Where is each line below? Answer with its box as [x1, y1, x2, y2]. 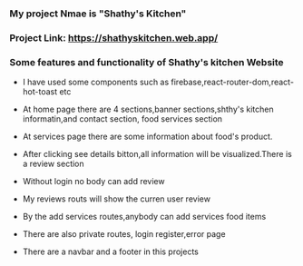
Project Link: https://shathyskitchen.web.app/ [9, 31, 219, 44]
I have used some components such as [22, 76, 170, 88]
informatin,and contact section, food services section [22, 113, 223, 124]
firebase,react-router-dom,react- [171, 76, 295, 88]
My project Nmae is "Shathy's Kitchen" [9, 7, 187, 20]
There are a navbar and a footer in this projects [22, 246, 200, 257]
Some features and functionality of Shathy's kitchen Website [9, 55, 284, 68]
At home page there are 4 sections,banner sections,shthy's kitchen [22, 103, 274, 115]
